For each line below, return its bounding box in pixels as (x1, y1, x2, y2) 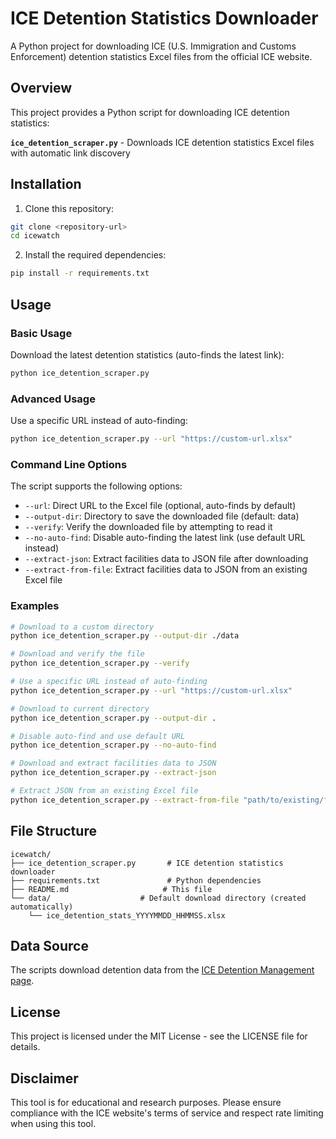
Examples (10, 599, 60, 613)
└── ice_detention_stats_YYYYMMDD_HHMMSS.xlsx (28, 910, 226, 921)
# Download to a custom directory (10, 622, 155, 632)
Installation (10, 176, 82, 193)
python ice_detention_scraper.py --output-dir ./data (10, 631, 240, 641)
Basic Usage (10, 326, 73, 340)
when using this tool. (10, 1118, 97, 1130)
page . (10, 975, 35, 987)
